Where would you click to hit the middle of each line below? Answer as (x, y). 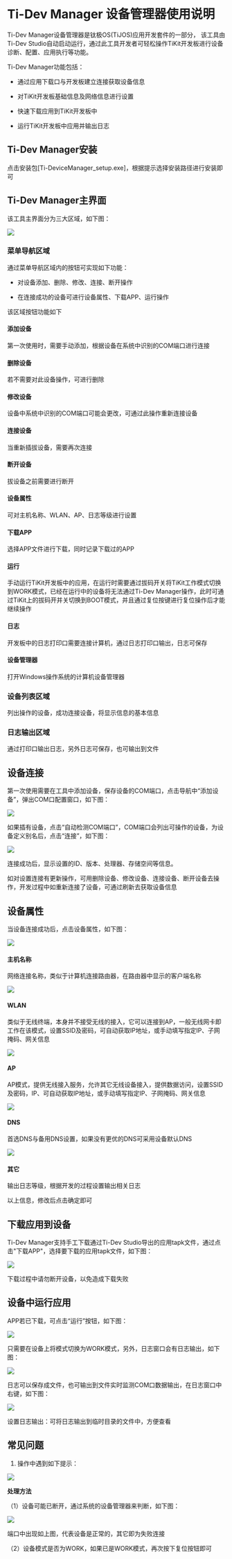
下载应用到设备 (39, 1224)
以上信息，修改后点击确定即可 (50, 1200)
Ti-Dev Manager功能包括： (46, 67)
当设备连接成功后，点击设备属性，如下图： (68, 929)
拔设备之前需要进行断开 (41, 481)
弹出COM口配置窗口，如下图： (65, 800)
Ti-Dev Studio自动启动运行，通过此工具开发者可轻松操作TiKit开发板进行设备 (115, 43)
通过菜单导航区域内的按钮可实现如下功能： (68, 267)
